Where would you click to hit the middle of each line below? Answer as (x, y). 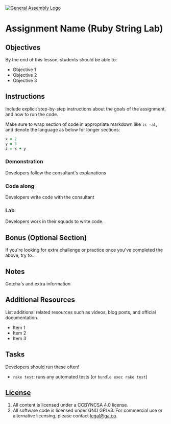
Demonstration (24, 162)
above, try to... (21, 255)
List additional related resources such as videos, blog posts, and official (81, 312)
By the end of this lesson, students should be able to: (61, 60)
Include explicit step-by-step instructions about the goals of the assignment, (86, 109)
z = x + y (16, 148)
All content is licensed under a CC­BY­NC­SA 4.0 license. (70, 405)
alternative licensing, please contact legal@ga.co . (65, 416)
